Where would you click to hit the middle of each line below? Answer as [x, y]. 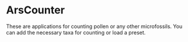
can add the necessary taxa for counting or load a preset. [76, 32]
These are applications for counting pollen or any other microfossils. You [94, 26]
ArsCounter [35, 10]
